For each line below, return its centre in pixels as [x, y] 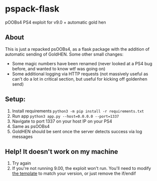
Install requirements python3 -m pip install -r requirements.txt [78, 111]
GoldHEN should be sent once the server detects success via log [77, 131]
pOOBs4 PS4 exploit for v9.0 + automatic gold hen [55, 22]
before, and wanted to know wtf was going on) [59, 69]
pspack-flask [32, 9]
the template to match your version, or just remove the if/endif [74, 174]
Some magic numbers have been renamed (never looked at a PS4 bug [82, 63]
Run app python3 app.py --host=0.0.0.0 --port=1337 [65, 116]
